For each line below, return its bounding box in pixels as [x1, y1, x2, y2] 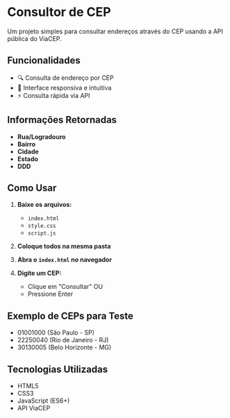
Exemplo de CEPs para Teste [7, 310, 134, 321]
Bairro [17, 140, 36, 148]
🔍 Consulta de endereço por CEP [17, 74, 114, 82]
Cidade [17, 147, 40, 156]
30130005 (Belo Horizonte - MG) [17, 343, 112, 351]
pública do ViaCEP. [7, 34, 63, 42]
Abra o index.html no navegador [17, 256, 113, 264]
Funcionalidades [7, 55, 81, 67]
